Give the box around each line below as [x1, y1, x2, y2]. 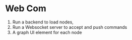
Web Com [5, 3, 47, 14]
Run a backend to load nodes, [12, 19, 73, 25]
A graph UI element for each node [12, 29, 82, 35]
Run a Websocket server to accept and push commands [12, 24, 128, 30]
